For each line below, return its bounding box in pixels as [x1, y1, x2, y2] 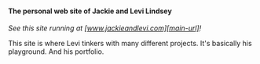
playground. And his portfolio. [8, 47, 104, 56]
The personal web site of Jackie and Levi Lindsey [8, 6, 173, 16]
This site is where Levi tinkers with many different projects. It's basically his [8, 39, 253, 48]
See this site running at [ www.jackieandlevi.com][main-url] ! [8, 23, 202, 33]
